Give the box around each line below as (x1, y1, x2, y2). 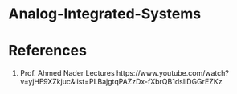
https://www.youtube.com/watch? (116, 68, 229, 78)
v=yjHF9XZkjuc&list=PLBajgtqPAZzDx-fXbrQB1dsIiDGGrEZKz (19, 77, 223, 87)
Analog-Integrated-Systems (8, 5, 202, 23)
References (8, 42, 87, 60)
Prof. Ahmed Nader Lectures (19, 68, 115, 78)
